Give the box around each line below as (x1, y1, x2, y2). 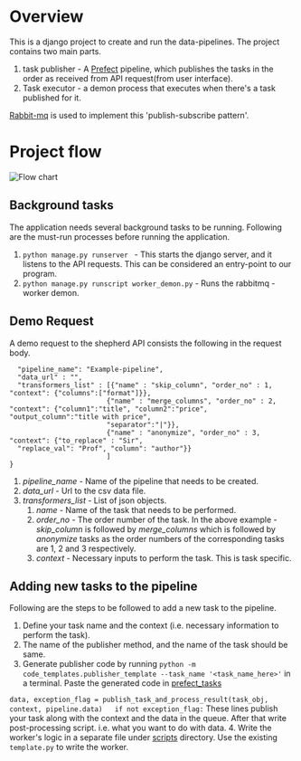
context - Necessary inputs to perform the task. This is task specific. (35, 552, 292, 563)
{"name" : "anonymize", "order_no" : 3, (106, 428, 260, 437)
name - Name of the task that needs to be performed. (35, 504, 237, 515)
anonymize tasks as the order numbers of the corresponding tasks (35, 533, 285, 544)
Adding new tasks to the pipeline (9, 578, 198, 594)
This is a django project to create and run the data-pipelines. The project (9, 36, 280, 47)
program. (22, 268, 57, 279)
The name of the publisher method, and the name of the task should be (22, 640, 288, 651)
